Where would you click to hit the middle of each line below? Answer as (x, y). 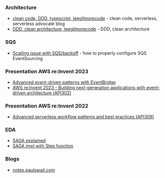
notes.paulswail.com (33, 170)
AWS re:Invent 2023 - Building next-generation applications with (79, 87)
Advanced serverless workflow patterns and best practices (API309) (83, 117)
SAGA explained (29, 141)
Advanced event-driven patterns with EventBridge (64, 82)
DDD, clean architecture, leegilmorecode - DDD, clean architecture (81, 29)
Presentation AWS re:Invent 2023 (47, 71)
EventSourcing (27, 58)
